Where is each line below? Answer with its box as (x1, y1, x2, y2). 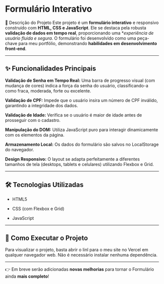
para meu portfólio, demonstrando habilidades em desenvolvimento (18, 40, 157, 46)
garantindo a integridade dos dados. (5, 102, 78, 108)
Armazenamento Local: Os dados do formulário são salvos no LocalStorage (5, 141, 159, 147)
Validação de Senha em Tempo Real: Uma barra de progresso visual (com (5, 77, 155, 83)
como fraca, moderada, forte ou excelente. (5, 88, 91, 94)
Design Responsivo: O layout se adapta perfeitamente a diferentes (5, 156, 140, 162)
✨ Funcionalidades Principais (5, 65, 96, 73)
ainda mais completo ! (5, 273, 49, 280)
